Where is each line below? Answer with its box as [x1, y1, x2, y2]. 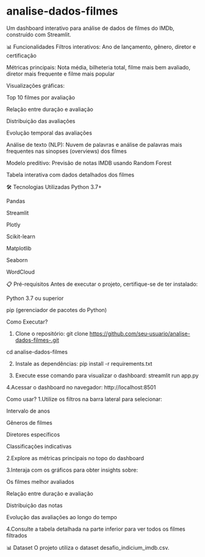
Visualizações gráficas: [6, 82, 65, 89]
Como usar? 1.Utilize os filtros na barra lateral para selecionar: [6, 395, 163, 403]
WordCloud [6, 268, 35, 275]
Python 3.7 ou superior [6, 294, 64, 302]
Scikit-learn [6, 233, 35, 240]
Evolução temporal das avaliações [6, 129, 93, 137]
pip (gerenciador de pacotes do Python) [6, 306, 107, 313]
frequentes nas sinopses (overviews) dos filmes [6, 147, 127, 155]
